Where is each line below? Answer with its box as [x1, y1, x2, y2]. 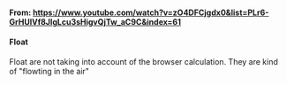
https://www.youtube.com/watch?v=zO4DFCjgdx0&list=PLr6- [32, 7, 269, 18]
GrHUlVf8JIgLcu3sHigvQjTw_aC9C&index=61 [9, 16, 181, 27]
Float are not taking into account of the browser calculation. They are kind [9, 56, 278, 66]
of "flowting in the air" [9, 66, 90, 76]
